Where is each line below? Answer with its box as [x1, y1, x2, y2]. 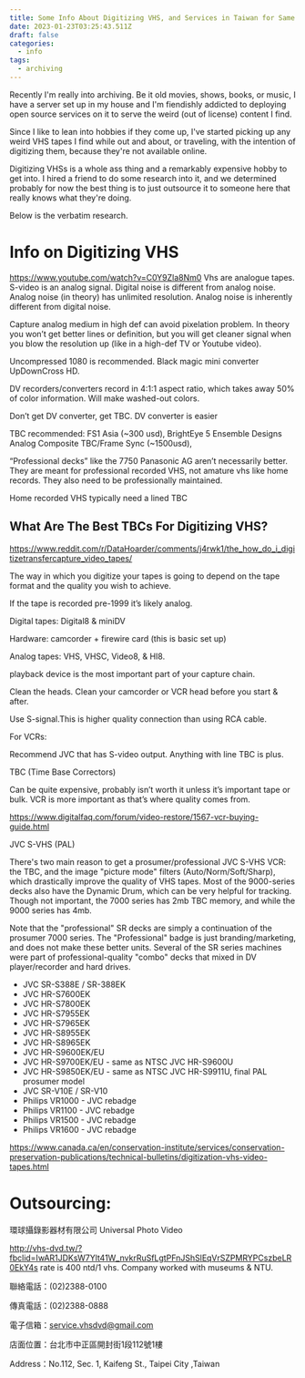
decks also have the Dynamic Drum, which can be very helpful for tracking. [9, 885, 292, 896]
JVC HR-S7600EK [22, 988, 91, 999]
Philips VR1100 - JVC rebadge [22, 1105, 135, 1116]
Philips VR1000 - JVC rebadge [22, 1095, 137, 1105]
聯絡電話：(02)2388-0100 [9, 1280, 107, 1291]
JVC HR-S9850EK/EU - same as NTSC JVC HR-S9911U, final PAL [22, 1065, 268, 1076]
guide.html [9, 821, 50, 832]
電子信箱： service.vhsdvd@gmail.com [9, 1319, 154, 1331]
